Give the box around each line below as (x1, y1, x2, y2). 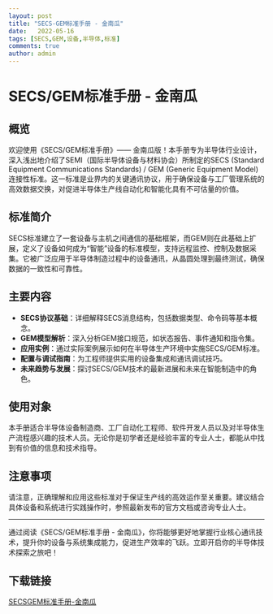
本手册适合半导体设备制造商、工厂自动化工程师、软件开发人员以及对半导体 (8, 423, 258, 433)
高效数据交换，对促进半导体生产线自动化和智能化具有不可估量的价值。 (8, 184, 244, 193)
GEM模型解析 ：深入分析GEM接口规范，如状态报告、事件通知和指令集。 (19, 333, 260, 343)
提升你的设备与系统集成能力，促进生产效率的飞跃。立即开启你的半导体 (22, 538, 258, 547)
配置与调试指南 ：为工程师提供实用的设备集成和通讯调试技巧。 (19, 353, 227, 363)
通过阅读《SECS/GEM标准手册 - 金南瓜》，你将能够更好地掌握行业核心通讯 (8, 527, 256, 537)
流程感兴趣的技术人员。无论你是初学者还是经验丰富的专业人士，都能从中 (15, 433, 258, 443)
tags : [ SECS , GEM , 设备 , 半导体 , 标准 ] (8, 34, 120, 43)
